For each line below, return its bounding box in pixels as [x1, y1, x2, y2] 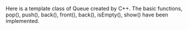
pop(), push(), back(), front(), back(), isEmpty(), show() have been [5, 11, 169, 18]
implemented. [5, 18, 40, 24]
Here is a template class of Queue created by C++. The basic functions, [5, 5, 183, 12]
